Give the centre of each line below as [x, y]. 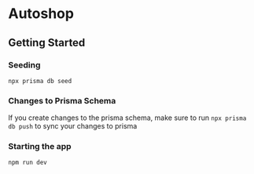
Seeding [24, 65]
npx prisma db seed [40, 81]
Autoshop [41, 14]
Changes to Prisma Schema [62, 100]
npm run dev [28, 163]
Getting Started [47, 43]
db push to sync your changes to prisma [73, 126]
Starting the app [40, 147]
